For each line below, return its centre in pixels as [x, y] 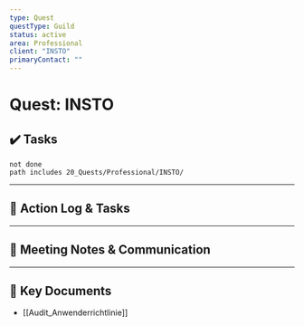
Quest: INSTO [62, 105]
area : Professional [46, 43]
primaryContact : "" [46, 60]
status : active [38, 34]
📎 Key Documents [61, 291]
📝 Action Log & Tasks [70, 209]
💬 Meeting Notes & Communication [110, 250]
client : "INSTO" [40, 52]
